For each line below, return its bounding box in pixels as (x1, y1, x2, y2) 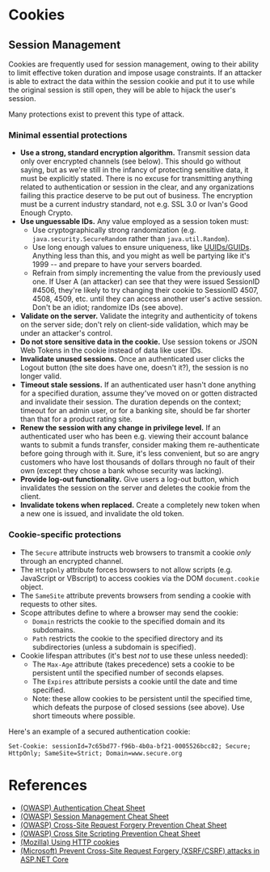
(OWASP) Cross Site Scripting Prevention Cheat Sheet (19, 828, 200, 838)
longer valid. (19, 371, 62, 381)
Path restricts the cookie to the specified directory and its (32, 633, 224, 643)
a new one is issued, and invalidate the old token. (19, 509, 184, 519)
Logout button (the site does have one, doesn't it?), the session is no (19, 362, 249, 373)
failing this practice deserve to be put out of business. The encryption (19, 191, 253, 201)
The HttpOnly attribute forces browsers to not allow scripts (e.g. (19, 565, 233, 574)
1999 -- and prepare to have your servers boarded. (32, 260, 202, 269)
